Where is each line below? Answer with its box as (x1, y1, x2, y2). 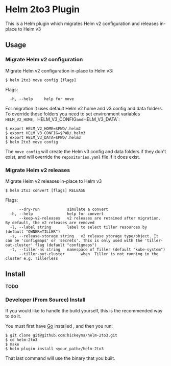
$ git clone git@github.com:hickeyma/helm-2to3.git (5, 333, 117, 338)
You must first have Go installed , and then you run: (5, 323, 113, 329)
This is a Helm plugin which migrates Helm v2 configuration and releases (5, 20, 159, 27)
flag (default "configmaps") (35, 242, 97, 248)
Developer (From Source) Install (5, 296, 86, 303)
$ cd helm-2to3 (5, 337, 38, 343)
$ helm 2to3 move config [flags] (5, 78, 77, 83)
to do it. (5, 313, 21, 320)
